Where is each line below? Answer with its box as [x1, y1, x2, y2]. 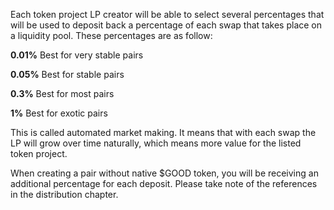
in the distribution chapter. [10, 189, 119, 200]
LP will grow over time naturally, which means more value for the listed [10, 137, 302, 149]
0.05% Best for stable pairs [10, 69, 125, 80]
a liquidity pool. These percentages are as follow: [10, 30, 213, 41]
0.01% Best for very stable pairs [10, 49, 144, 61]
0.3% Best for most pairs [10, 88, 115, 99]
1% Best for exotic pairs [10, 107, 108, 119]
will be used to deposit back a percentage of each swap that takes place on [10, 19, 323, 31]
